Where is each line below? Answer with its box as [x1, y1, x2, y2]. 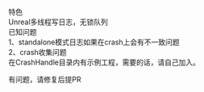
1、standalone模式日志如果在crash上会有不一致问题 [8, 37, 180, 47]
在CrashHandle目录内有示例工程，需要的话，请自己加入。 [8, 57, 200, 67]
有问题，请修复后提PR [8, 75, 81, 84]
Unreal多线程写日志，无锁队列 [8, 17, 109, 27]
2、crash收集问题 [8, 48, 67, 56]
